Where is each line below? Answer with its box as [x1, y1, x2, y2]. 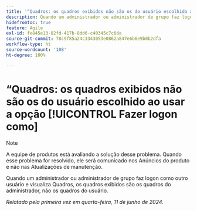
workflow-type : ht [6, 42, 51, 47]
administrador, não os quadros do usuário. [6, 187, 108, 194]
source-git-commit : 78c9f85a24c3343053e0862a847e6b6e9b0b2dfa [6, 36, 161, 42]
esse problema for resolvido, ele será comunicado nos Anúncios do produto [6, 156, 190, 164]
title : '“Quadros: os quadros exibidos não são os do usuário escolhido [6, 8, 188, 15]
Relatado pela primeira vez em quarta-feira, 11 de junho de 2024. [6, 198, 164, 205]
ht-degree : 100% [6, 52, 46, 58]
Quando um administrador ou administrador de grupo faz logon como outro [6, 174, 189, 182]
